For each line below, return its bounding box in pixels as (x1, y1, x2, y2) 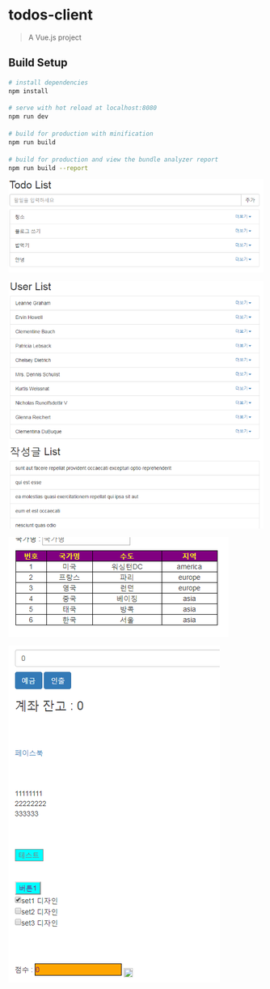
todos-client (8, 6, 93, 24)
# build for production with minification (8, 130, 154, 138)
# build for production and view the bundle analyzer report (8, 156, 219, 164)
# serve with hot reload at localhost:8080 (8, 104, 158, 113)
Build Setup (8, 56, 68, 70)
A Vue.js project (27, 32, 82, 42)
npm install (8, 87, 49, 95)
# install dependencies (8, 79, 89, 87)
